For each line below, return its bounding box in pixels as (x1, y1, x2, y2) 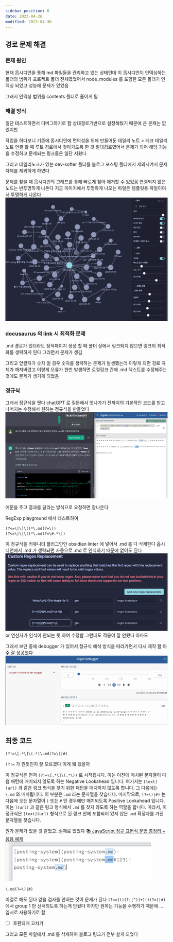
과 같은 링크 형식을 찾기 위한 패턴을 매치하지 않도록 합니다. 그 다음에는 (18, 784, 158, 791)
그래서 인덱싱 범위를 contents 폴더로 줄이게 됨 (5, 93, 98, 100)
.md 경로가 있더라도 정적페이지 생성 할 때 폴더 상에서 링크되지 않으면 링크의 (5, 343, 156, 349)
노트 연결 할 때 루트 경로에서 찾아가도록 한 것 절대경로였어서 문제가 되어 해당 (5, 144, 158, 150)
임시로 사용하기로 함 (5, 909, 45, 915)
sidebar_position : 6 (5, 8, 50, 13)
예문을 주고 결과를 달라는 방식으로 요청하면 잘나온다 (5, 504, 109, 510)
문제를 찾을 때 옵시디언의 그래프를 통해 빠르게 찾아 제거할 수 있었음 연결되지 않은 (5, 179, 166, 185)
